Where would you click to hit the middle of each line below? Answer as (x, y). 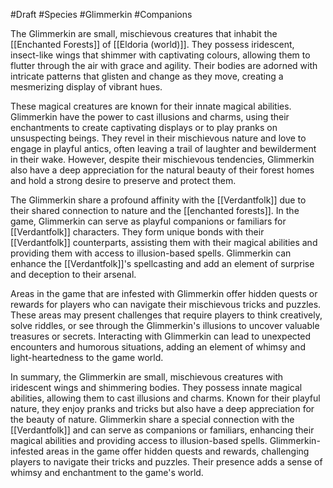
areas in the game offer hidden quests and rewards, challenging (178, 451)
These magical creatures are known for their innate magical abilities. (151, 106)
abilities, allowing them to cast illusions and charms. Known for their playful (165, 398)
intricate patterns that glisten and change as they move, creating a (147, 76)
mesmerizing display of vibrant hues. (86, 87)
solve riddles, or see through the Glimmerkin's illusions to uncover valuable (165, 325)
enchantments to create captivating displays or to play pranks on (144, 127)
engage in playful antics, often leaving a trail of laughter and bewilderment (163, 148)
